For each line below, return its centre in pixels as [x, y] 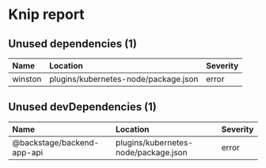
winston [27, 79]
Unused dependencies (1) [72, 44]
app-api [28, 152]
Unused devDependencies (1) [82, 107]
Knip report [46, 15]
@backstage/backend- [56, 142]
